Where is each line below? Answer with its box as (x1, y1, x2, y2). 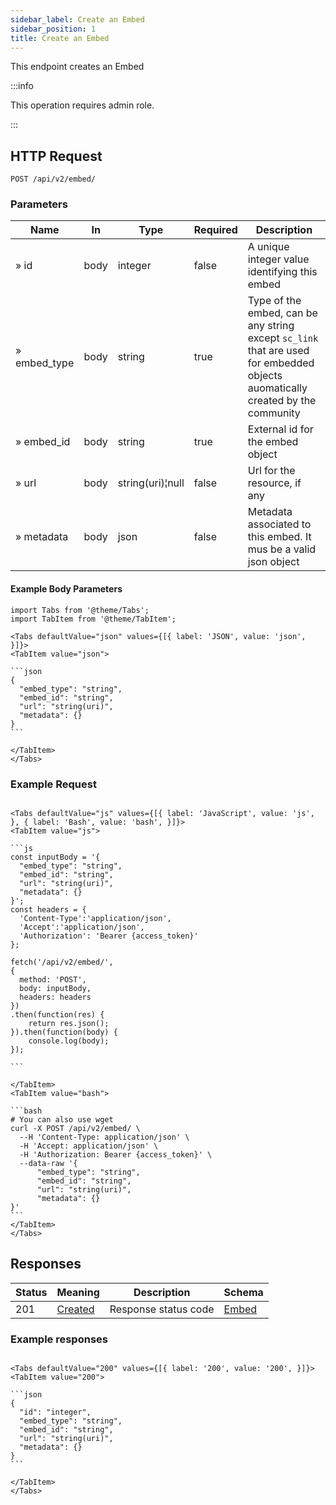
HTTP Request (10, 147, 103, 165)
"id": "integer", (19, 1407, 92, 1418)
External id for (247, 422, 314, 436)
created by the (247, 394, 317, 408)
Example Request (10, 777, 97, 791)
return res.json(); (28, 1018, 110, 1028)
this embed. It (247, 530, 312, 544)
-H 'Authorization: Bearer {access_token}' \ (19, 1149, 213, 1160)
